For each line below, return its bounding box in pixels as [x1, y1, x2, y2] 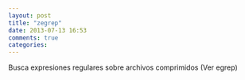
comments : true [8, 33, 59, 42]
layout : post [8, 11, 52, 20]
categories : [8, 41, 48, 49]
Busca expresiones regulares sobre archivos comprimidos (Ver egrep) [8, 63, 239, 72]
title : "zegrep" [8, 19, 62, 27]
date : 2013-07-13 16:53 [8, 26, 87, 34]
